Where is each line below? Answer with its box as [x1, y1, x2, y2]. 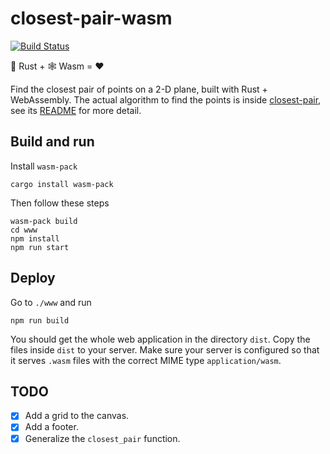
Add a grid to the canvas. [24, 410, 130, 422]
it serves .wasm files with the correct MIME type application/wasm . [10, 354, 282, 366]
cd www [10, 225, 38, 235]
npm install [10, 233, 60, 244]
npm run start [10, 242, 70, 252]
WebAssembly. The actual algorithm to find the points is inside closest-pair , [10, 93, 322, 106]
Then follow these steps [10, 197, 110, 209]
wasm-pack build [10, 216, 78, 226]
